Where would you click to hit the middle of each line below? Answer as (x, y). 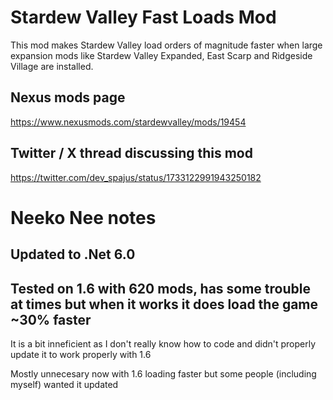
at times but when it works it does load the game (164, 304)
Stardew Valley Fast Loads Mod (143, 17)
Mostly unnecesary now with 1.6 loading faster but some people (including (163, 373)
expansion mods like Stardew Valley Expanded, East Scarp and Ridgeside (161, 55)
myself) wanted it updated (64, 384)
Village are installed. (52, 66)
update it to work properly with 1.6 (81, 354)
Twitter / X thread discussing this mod (131, 153)
